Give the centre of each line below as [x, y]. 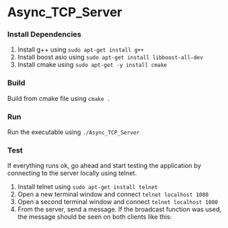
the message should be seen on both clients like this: [95, 217]
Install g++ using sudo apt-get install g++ [81, 49]
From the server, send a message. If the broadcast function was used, [120, 210]
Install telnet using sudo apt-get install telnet [88, 187]
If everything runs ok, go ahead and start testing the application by [104, 166]
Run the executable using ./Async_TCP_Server [73, 132]
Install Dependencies [44, 35]
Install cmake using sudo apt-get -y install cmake [92, 65]
